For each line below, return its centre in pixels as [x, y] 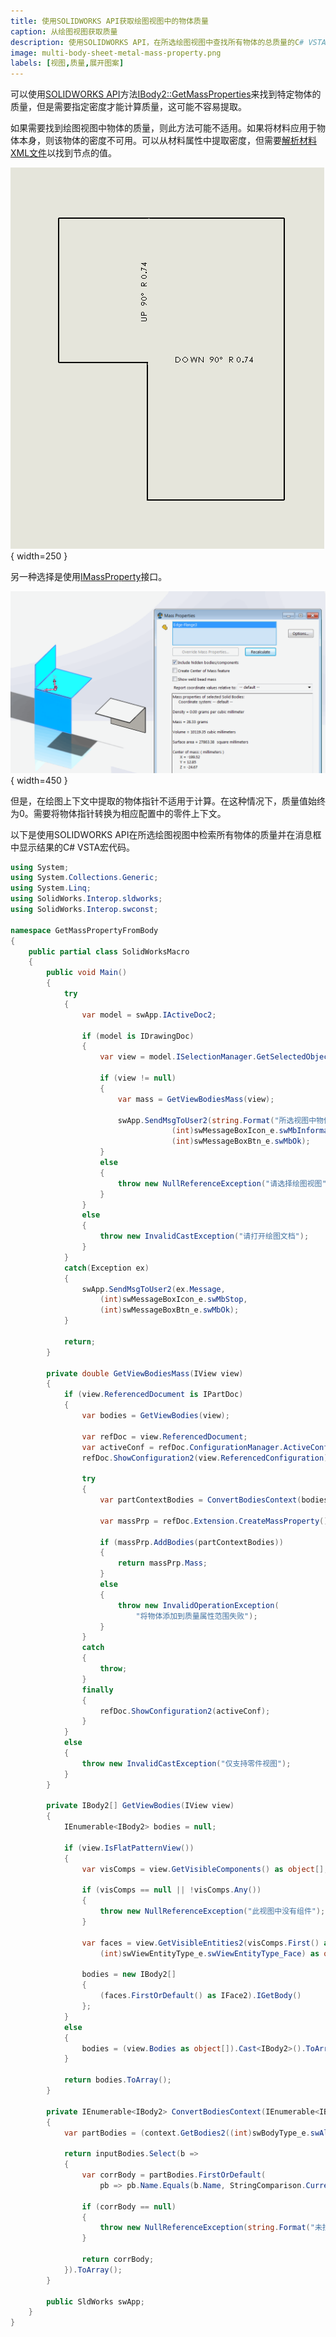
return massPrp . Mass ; [162, 1563]
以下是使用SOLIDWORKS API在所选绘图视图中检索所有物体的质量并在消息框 [166, 834]
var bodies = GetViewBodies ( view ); [155, 1416]
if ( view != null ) [138, 1078]
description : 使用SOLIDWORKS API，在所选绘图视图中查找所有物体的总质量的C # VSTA [168, 42]
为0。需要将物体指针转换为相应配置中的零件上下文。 [118, 813]
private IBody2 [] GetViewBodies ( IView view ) [140, 1806]
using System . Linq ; [51, 888]
